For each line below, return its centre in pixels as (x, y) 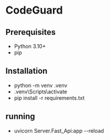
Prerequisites (31, 32)
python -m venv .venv (41, 85)
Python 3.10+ (30, 46)
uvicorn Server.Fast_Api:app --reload (59, 131)
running (20, 117)
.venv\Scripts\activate (41, 92)
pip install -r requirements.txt (49, 97)
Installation (26, 71)
